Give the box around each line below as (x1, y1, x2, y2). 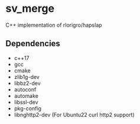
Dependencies (5, 39, 60, 49)
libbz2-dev (14, 80, 41, 87)
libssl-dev (14, 98, 39, 106)
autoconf (14, 85, 37, 93)
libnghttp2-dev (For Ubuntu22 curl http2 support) (14, 111, 135, 118)
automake (14, 92, 39, 99)
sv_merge (5, 2, 54, 15)
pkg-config (14, 104, 42, 112)
